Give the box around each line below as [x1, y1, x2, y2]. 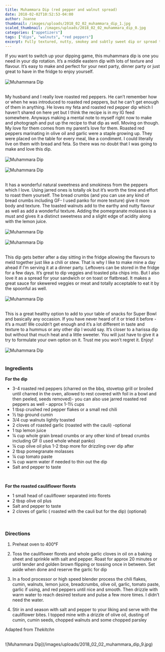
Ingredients [5, 365, 33, 372]
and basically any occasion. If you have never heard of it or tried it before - [5, 316, 157, 322]
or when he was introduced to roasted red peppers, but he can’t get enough [5, 99, 159, 105]
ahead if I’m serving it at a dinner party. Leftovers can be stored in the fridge [5, 264, 160, 270]
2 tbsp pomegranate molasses [12, 449, 74, 455]
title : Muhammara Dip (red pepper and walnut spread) [5, 7, 118, 12]
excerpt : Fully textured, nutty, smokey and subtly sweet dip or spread [5, 39, 157, 44]
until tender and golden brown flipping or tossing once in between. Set [12, 561, 155, 567]
